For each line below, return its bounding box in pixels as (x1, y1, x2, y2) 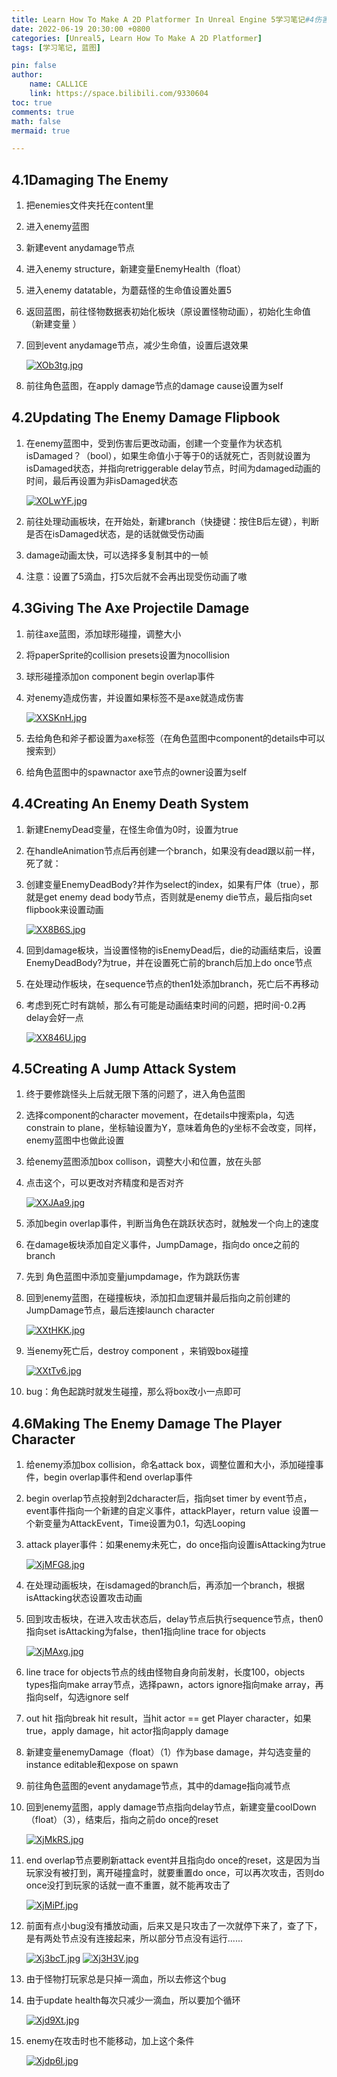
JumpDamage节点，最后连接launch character (25, 1304, 215, 1316)
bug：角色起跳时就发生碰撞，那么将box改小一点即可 (25, 1386, 242, 1398)
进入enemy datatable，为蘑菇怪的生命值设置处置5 (25, 284, 233, 296)
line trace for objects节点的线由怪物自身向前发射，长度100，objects (25, 1666, 306, 1678)
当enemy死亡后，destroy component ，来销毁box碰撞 (25, 1345, 249, 1357)
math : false (11, 116, 61, 126)
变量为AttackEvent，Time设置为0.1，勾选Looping (43, 1517, 246, 1530)
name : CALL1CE (29, 79, 88, 90)
